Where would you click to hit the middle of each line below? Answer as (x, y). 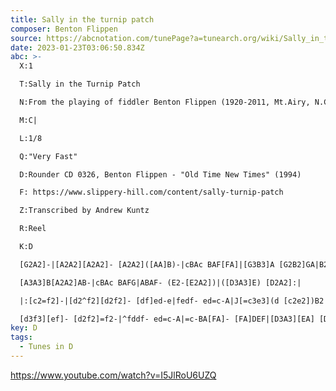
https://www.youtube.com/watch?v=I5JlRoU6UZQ (113, 375)
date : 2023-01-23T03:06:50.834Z (77, 47)
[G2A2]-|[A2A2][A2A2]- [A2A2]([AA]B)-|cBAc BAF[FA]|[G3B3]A (147, 264)
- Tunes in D (46, 347)
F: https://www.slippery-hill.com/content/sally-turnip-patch (151, 192)
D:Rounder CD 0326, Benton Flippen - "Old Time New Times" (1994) (160, 174)
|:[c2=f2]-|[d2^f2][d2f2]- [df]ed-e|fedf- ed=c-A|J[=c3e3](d (149, 301)
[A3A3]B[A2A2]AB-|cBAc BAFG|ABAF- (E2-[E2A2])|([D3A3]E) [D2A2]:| (160, 282)
